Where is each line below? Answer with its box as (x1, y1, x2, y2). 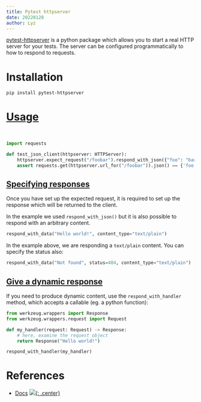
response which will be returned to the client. (6, 202, 118, 209)
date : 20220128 (6, 14, 44, 20)
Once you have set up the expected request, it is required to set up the (6, 195, 181, 202)
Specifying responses (6, 179, 90, 190)
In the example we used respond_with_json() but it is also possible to (6, 213, 177, 220)
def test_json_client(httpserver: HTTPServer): (6, 151, 127, 157)
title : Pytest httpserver (6, 8, 71, 15)
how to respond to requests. (6, 49, 76, 56)
